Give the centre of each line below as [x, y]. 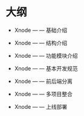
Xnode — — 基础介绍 [41, 30]
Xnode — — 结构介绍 [41, 43]
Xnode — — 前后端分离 [44, 81]
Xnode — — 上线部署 [41, 106]
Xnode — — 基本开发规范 [46, 68]
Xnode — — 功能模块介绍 [46, 55]
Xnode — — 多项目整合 [44, 94]
